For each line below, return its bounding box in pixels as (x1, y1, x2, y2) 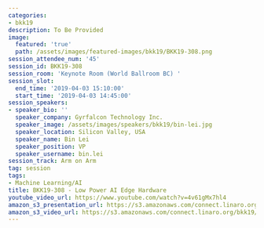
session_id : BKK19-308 (8, 63, 82, 71)
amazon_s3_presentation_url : (8, 201, 104, 208)
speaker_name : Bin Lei (15, 135, 90, 143)
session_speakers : (8, 99, 68, 107)
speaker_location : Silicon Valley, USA (15, 128, 146, 136)
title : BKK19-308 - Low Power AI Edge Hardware (8, 186, 167, 194)
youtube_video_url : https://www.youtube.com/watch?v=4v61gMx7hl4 (8, 194, 226, 201)
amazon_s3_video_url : (8, 208, 79, 216)
